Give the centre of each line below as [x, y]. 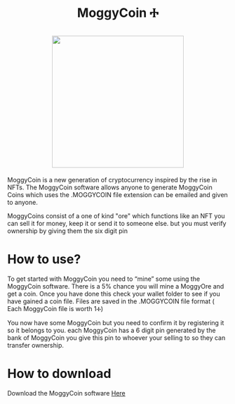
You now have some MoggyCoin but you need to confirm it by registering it [116, 322]
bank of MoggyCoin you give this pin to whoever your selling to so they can [116, 337]
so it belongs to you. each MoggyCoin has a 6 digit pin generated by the [112, 330]
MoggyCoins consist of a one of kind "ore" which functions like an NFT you [116, 215]
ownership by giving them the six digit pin [68, 231]
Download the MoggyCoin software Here [67, 393]
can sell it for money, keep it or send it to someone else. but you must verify [117, 223]
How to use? [44, 259]
